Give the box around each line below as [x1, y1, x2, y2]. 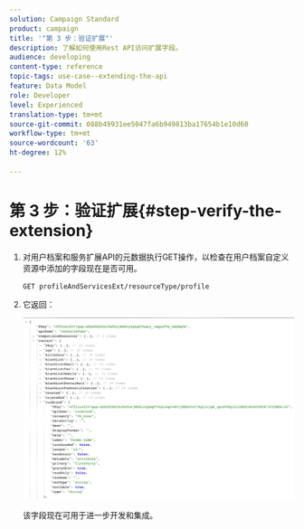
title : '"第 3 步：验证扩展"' [9, 33, 114, 43]
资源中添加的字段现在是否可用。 [22, 262, 142, 273]
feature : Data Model [9, 81, 88, 90]
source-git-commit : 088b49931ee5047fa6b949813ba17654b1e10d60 [9, 119, 249, 128]
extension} [9, 220, 93, 241]
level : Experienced [9, 100, 83, 109]
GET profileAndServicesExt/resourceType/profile [22, 281, 210, 291]
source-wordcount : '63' [9, 138, 100, 148]
